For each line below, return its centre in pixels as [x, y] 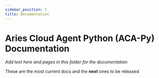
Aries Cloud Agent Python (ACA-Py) [80, 38]
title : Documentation [27, 14]
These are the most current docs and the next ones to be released [72, 72]
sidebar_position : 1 [26, 10]
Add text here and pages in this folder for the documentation [66, 62]
